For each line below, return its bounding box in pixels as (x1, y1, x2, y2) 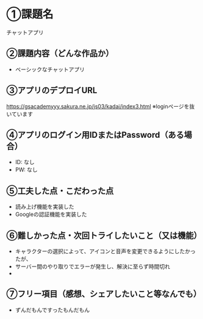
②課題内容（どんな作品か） (6, 48, 114, 59)
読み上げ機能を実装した (15, 203, 74, 210)
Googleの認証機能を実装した (15, 210, 87, 218)
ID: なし (15, 159, 35, 166)
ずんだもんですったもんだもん (15, 306, 90, 314)
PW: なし (15, 166, 38, 173)
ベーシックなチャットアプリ (15, 65, 85, 73)
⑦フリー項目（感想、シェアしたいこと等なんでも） (6, 289, 202, 299)
